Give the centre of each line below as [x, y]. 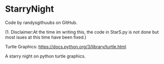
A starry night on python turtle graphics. [45, 56]
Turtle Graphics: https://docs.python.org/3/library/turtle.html [66, 46]
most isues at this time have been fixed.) [46, 37]
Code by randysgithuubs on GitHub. [41, 22]
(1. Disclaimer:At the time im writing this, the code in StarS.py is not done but [82, 32]
